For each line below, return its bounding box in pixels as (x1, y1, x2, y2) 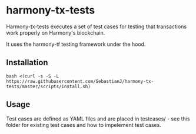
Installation (6, 58, 48, 68)
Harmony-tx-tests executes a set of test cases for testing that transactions (6, 23, 187, 30)
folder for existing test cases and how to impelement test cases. (6, 121, 162, 128)
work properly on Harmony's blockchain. (6, 29, 105, 36)
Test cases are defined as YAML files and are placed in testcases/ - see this (6, 115, 190, 122)
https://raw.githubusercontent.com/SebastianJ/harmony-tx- (6, 78, 154, 84)
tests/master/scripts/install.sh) (6, 83, 91, 89)
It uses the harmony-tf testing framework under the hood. (6, 41, 146, 48)
